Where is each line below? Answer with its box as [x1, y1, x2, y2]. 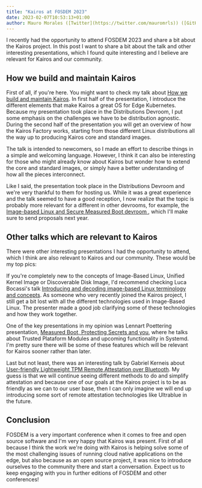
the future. [6, 398, 32, 404]
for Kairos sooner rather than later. [6, 348, 92, 355]
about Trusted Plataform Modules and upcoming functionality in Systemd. [6, 335, 189, 342]
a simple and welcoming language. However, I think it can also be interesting [6, 151, 196, 159]
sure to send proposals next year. [6, 215, 89, 222]
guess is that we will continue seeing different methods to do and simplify [6, 372, 189, 379]
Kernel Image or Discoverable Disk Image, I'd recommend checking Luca [6, 279, 187, 285]
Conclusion [6, 415, 50, 425]
